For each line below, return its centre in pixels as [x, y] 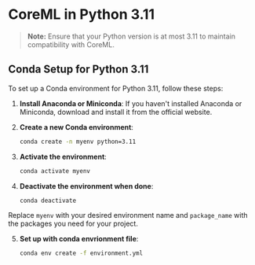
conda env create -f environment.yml [81, 253]
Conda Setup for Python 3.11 [78, 70]
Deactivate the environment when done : [86, 186]
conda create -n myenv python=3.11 [78, 142]
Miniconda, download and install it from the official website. [116, 112]
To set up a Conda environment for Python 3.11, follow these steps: [116, 88]
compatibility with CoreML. [71, 44]
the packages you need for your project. [73, 224]
